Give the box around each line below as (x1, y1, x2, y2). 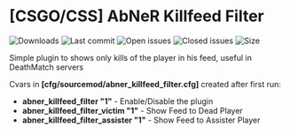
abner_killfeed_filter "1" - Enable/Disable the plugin (21, 95, 214, 107)
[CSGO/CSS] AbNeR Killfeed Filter (9, 6, 264, 26)
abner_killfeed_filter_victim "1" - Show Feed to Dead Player (21, 105, 244, 115)
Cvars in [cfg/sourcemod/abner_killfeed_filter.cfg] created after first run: (9, 78, 282, 89)
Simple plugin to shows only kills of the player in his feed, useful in (9, 52, 253, 63)
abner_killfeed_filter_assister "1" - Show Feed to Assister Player (21, 115, 261, 125)
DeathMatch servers (9, 62, 84, 72)
